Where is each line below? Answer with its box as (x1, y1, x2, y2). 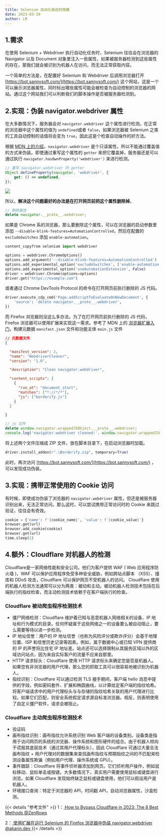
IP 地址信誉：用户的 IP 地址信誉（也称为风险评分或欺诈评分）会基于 (12, 633, 149, 639)
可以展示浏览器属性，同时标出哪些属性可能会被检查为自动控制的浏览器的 (5, 85, 151, 91)
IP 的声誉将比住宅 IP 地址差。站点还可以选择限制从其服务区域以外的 (18, 645, 154, 652)
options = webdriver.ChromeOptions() (5, 253, 82, 258)
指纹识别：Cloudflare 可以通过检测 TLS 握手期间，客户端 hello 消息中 (12, 676, 152, 682)
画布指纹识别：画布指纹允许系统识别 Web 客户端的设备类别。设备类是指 (12, 732, 158, 738)
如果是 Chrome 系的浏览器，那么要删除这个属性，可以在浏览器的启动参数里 (5, 222, 157, 228)
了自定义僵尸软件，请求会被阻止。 (12, 701, 82, 707)
